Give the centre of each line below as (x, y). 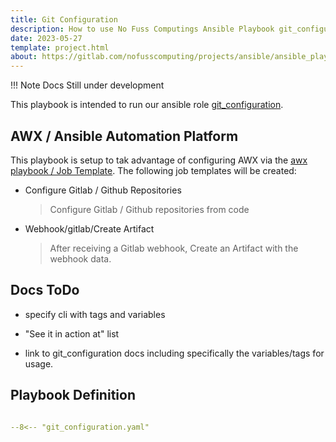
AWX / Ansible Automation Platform (124, 136)
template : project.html (60, 47)
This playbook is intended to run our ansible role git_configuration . (147, 105)
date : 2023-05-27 (46, 38)
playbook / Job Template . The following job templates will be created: (153, 170)
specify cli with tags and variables (95, 314)
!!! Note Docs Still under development (87, 85)
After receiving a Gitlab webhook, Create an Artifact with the (174, 248)
